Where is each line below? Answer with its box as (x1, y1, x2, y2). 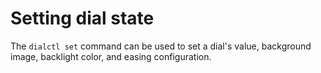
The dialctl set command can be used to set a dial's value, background (10, 40, 312, 52)
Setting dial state (10, 7, 155, 30)
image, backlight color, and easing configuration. (10, 50, 212, 62)
